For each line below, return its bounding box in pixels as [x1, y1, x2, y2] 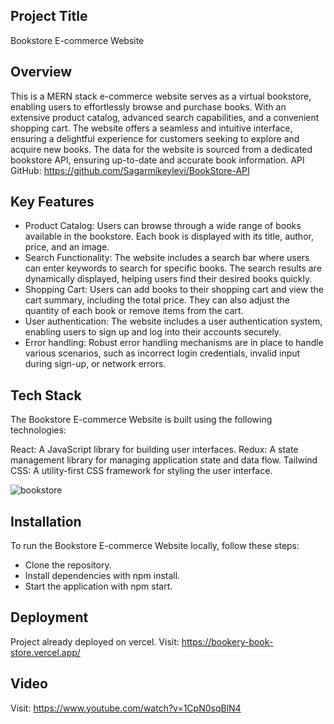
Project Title [10, 8, 88, 25]
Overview [10, 64, 73, 81]
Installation [10, 513, 82, 530]
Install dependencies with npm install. [24, 570, 181, 582]
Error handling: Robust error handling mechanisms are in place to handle [24, 337, 324, 349]
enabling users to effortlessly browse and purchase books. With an [10, 100, 287, 113]
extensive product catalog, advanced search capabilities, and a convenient [10, 111, 320, 123]
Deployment [10, 609, 89, 626]
